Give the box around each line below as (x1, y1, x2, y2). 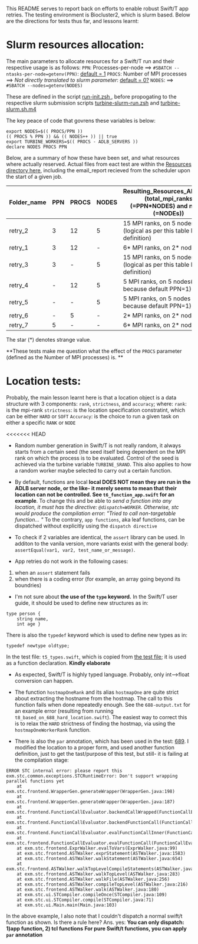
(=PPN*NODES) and (130, 202, 188, 210)
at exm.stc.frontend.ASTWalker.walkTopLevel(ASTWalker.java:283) (16, 871, 181, 877)
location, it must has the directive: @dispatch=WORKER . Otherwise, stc (14, 503, 179, 510)
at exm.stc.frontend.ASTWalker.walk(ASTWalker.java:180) (16, 886, 160, 893)
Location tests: (6, 375, 81, 388)
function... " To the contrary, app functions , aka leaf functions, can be (14, 516, 185, 523)
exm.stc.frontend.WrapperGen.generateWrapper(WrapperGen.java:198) (6, 788, 176, 794)
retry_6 (9, 311, 28, 319)
